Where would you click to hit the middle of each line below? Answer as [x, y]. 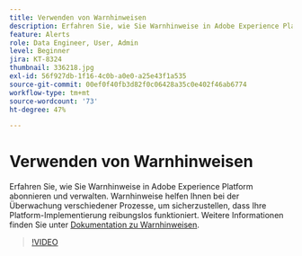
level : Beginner [40, 51]
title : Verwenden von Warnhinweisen [78, 18]
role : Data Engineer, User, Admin [74, 43]
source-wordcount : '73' [54, 101]
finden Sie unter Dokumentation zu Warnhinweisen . [105, 225]
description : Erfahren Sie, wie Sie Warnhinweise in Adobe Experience [144, 26]
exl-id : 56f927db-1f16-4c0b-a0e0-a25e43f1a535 [98, 76]
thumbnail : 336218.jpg [52, 68]
